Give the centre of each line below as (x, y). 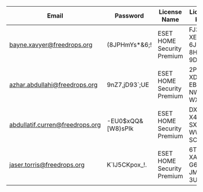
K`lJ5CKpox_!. (127, 165)
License (170, 12)
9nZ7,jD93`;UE (128, 85)
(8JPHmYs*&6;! (129, 45)
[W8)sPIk (120, 128)
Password (129, 16)
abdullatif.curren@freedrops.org (55, 125)
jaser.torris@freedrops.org (47, 165)
